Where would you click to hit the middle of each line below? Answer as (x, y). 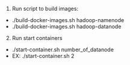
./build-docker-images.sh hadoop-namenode (68, 20)
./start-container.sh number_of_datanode (63, 49)
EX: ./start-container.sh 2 (43, 56)
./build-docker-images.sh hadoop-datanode (67, 27)
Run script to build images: (45, 9)
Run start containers (37, 38)
